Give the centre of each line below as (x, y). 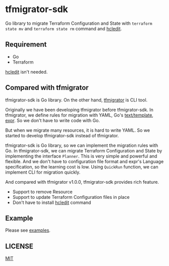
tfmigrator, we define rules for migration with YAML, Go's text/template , (79, 115)
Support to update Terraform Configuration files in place (71, 197)
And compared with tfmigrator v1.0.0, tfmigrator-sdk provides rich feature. (82, 182)
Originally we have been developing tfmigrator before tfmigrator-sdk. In (79, 110)
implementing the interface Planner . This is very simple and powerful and (81, 156)
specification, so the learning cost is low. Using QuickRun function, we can (82, 167)
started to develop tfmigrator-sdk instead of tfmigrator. (62, 135)
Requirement (26, 45)
